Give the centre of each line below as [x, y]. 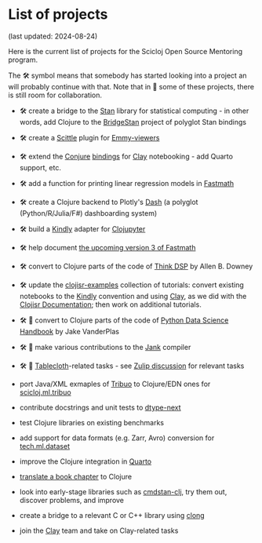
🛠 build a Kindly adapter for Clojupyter [82, 228]
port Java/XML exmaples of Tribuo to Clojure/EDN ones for [115, 384]
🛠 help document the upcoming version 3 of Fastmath [107, 247]
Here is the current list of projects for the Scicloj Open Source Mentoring [126, 51]
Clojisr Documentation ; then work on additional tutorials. [110, 304]
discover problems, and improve [71, 500]
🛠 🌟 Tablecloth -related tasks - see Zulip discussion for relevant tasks [132, 366]
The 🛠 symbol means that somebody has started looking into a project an [127, 75]
